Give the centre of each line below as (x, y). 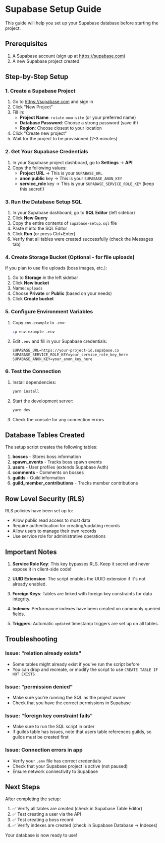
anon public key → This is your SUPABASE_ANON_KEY (71, 178)
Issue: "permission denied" (39, 686)
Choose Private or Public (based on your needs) (62, 293)
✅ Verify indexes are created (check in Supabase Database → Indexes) (85, 825)
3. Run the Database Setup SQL (43, 201)
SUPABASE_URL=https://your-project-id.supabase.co (66, 350)
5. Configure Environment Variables (49, 312)
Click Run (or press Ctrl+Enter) (44, 234)
